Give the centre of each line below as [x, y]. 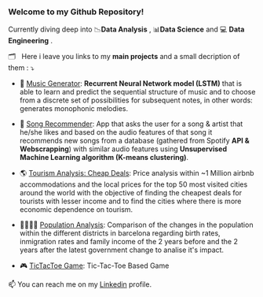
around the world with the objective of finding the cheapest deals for [130, 193]
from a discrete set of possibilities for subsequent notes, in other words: [136, 100]
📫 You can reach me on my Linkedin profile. [80, 284]
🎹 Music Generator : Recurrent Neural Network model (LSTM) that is [130, 84]
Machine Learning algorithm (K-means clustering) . [104, 158]
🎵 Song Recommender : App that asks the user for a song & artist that [131, 124]
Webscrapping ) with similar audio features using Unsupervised [123, 149]
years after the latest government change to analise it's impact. [122, 250]
